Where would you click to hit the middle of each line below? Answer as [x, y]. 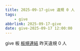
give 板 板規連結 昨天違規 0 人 [36, 43]
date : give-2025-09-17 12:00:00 [39, 28]
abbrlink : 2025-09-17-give [33, 24]
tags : [11, 14]
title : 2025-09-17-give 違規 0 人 [40, 10]
